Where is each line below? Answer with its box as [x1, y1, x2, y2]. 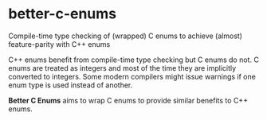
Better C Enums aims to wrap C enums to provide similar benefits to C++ [8, 95, 249, 105]
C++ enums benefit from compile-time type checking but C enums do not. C [8, 55, 259, 64]
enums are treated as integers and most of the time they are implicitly [8, 63, 237, 72]
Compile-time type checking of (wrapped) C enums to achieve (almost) [8, 31, 243, 41]
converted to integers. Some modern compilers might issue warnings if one [8, 72, 257, 81]
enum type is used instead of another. [8, 80, 133, 90]
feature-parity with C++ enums [8, 39, 111, 48]
